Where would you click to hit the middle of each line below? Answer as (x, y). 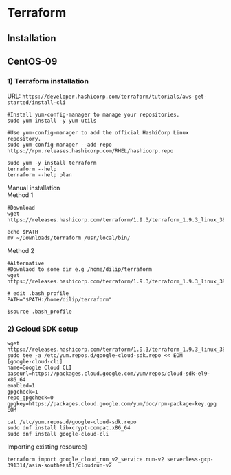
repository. (24, 139)
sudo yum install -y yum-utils (52, 121)
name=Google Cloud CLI (40, 367)
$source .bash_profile (40, 312)
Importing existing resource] (47, 447)
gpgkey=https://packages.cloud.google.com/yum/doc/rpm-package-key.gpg (112, 404)
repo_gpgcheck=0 (30, 398)
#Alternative (26, 263)
